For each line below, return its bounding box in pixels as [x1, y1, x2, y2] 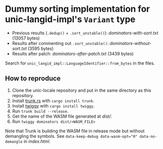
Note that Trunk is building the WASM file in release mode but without [5, 128, 145, 134]
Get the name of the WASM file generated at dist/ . [12, 113, 112, 119]
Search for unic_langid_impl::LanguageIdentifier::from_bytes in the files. [5, 60, 155, 66]
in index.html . [23, 138, 51, 144]
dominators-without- [109, 40, 152, 46]
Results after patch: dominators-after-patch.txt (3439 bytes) [12, 50, 134, 57]
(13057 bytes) [12, 35, 40, 41]
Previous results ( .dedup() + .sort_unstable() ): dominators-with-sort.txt [12, 30, 158, 36]
